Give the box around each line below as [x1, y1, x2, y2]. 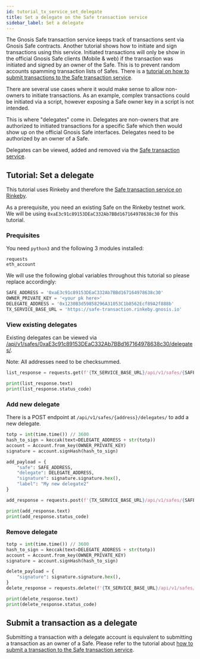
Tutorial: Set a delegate [6, 170, 94, 180]
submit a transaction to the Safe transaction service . [6, 646, 135, 654]
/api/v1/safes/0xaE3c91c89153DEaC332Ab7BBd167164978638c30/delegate [6, 341, 193, 348]
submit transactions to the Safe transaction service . [6, 74, 133, 81]
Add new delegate [6, 400, 60, 408]
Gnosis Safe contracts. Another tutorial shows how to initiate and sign [6, 42, 177, 49]
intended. [6, 105, 30, 112]
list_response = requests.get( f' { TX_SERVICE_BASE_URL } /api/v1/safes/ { [6, 370, 185, 376]
